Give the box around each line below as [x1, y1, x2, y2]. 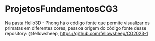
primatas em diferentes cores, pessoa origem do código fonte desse [5, 25, 147, 31]
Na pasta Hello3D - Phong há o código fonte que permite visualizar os [5, 20, 150, 26]
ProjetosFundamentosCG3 [5, 3, 118, 15]
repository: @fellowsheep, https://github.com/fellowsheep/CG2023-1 [5, 30, 148, 36]
